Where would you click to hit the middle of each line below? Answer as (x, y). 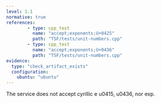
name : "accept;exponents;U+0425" (73, 34)
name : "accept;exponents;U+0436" (73, 50)
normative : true (26, 17)
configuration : (30, 72)
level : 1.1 (19, 11)
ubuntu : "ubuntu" (38, 77)
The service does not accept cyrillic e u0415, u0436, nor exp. (80, 94)
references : (21, 22)
